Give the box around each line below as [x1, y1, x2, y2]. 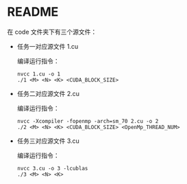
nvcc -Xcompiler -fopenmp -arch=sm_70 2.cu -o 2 [16, 117, 159, 124]
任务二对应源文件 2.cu [16, 89, 80, 97]
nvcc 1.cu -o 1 [16, 70, 61, 78]
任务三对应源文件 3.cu [16, 137, 80, 145]
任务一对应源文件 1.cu [16, 42, 79, 50]
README [7, 4, 59, 20]
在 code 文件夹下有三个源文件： [7, 27, 97, 36]
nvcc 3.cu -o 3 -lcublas [16, 165, 88, 172]
